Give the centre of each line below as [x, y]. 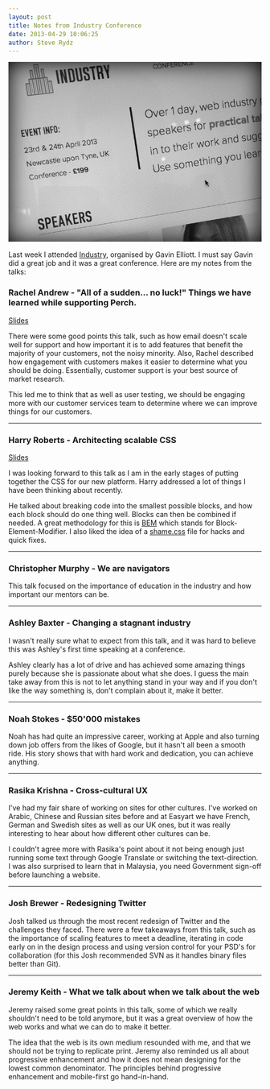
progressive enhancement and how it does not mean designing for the [125, 1059]
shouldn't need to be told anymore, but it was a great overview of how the [131, 1018]
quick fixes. [27, 540]
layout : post [30, 17]
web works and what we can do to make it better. [90, 1026]
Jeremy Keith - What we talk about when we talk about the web [134, 992]
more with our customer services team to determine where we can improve [133, 403]
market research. [37, 379]
